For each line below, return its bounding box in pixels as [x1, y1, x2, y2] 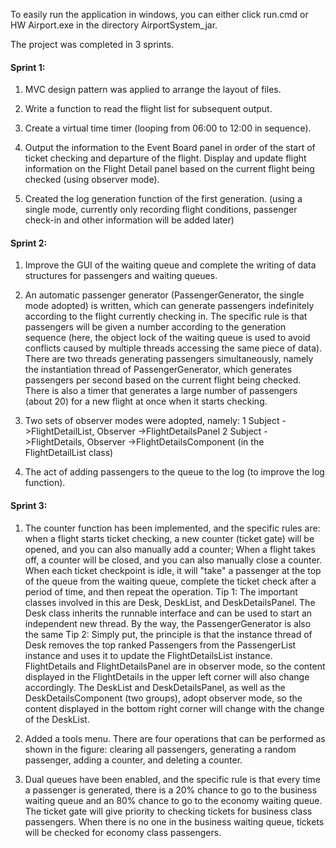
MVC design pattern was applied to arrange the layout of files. [24, 84, 282, 96]
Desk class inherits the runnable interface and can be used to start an [24, 607, 313, 619]
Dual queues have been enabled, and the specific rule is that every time [24, 773, 321, 785]
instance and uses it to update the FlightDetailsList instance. [24, 649, 273, 661]
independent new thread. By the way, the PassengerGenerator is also [24, 617, 312, 629]
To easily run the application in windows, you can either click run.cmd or [10, 9, 309, 20]
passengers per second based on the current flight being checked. [24, 374, 302, 386]
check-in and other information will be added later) [24, 214, 235, 226]
